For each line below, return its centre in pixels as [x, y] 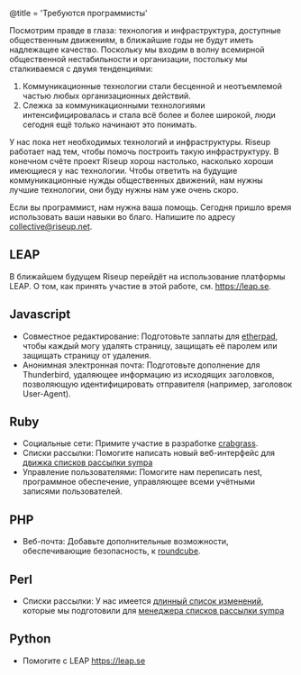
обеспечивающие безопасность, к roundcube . [111, 551]
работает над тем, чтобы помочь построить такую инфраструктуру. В [144, 151]
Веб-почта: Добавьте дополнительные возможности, [125, 542]
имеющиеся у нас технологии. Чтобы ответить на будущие [123, 171]
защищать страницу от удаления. [87, 355]
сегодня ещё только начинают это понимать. [109, 124]
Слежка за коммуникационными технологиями [114, 105]
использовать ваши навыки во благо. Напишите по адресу [123, 217]
